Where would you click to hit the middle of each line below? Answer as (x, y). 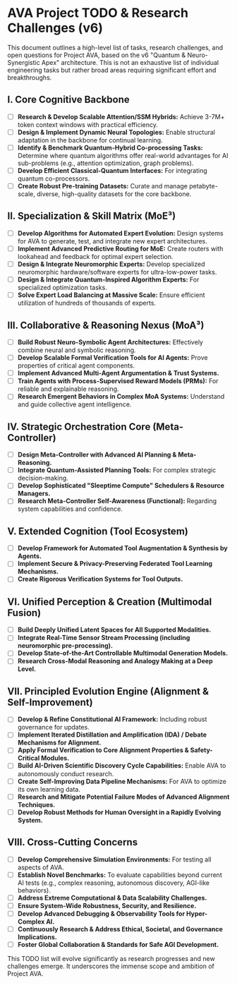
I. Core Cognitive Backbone (69, 100)
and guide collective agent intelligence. (74, 404)
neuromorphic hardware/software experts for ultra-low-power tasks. (117, 272)
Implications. (37, 937)
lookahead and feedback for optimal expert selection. (95, 256)
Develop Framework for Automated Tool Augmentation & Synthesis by (122, 548)
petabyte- (204, 186)
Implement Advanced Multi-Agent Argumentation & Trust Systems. (118, 373)
